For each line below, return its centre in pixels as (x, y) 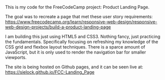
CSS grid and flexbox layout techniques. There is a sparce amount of (75, 47)
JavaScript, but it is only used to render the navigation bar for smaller (76, 52)
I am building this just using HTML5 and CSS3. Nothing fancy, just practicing (83, 37)
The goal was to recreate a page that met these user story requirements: (79, 16)
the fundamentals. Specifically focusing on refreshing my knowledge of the (82, 42)
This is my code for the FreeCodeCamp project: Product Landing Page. (77, 7)
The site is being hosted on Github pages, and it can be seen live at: (74, 67)
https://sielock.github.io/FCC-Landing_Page (50, 72)
